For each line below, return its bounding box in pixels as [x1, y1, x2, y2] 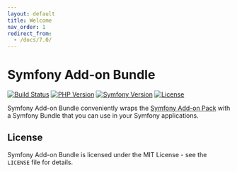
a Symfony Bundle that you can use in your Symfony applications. [7, 111, 200, 120]
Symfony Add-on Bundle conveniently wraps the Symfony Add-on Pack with [7, 104, 231, 113]
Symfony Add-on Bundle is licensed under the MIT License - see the [7, 150, 207, 159]
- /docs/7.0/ [13, 37, 52, 44]
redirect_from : [7, 30, 52, 37]
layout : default [7, 10, 55, 18]
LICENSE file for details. [7, 158, 73, 166]
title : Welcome [7, 17, 52, 24]
